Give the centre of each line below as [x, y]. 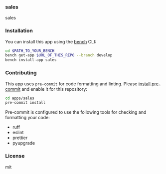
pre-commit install [25, 103]
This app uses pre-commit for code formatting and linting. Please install [78, 84]
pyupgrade [24, 143]
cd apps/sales [20, 98]
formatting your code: [27, 118]
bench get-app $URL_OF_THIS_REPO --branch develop [59, 55]
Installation [19, 31]
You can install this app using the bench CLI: [51, 41]
